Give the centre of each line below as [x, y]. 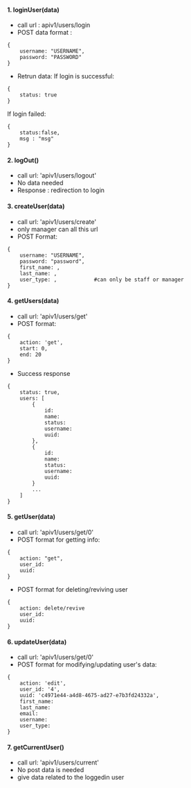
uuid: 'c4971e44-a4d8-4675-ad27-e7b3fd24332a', [89, 696]
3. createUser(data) [36, 206]
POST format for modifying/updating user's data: [87, 665]
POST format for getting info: [58, 540]
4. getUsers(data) [33, 301]
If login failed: [27, 114]
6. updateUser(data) [37, 642]
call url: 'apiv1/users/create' [57, 221]
